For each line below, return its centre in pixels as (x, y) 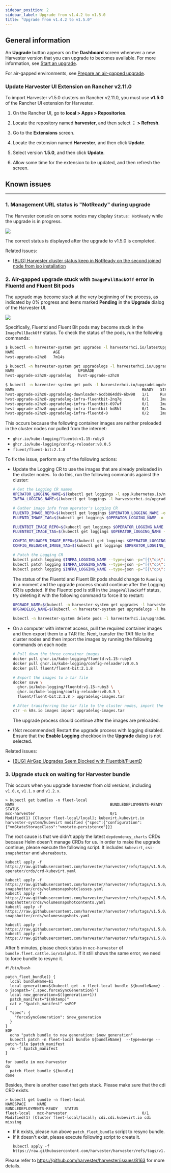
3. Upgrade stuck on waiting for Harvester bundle (68, 774)
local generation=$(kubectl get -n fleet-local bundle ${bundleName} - (88, 986)
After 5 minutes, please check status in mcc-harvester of (64, 948)
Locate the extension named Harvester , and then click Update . (79, 143)
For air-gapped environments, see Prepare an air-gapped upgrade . (75, 73)
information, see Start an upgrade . (41, 63)
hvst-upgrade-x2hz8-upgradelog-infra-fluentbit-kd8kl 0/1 (77, 409)
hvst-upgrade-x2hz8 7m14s (35, 357)
